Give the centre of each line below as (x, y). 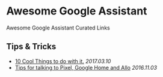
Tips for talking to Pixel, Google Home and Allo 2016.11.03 (86, 67)
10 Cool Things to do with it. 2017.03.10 (63, 61)
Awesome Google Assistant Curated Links (58, 28)
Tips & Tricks (31, 47)
